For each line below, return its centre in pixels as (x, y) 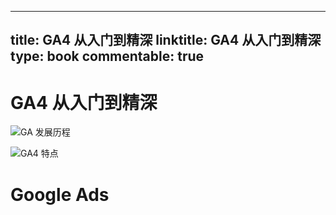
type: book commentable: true (107, 56)
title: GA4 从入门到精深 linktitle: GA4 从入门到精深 (166, 40)
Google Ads (60, 194)
